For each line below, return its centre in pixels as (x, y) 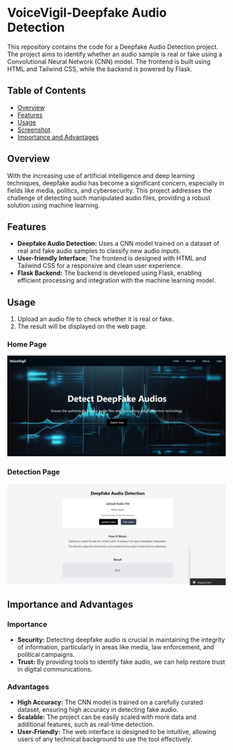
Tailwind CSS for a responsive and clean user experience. (100, 266)
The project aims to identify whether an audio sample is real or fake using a (115, 54)
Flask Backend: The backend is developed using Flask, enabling (110, 273)
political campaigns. (46, 654)
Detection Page (34, 472)
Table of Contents (47, 91)
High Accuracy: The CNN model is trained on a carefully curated (110, 702)
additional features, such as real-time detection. (86, 724)
